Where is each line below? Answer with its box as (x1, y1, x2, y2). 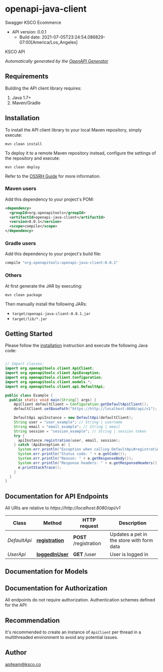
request (80, 523, 98, 529)
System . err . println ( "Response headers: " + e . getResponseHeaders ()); (17, 460, 162, 466)
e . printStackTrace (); (17, 465, 62, 470)
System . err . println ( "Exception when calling (17, 447, 110, 452)
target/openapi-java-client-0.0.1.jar (12, 311, 91, 316)
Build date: (19, 34, 41, 40)
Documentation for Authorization (5, 584, 108, 592)
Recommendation (5, 616, 60, 624)
